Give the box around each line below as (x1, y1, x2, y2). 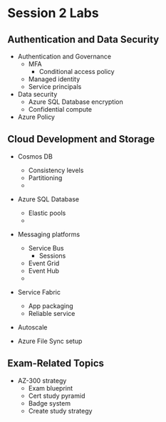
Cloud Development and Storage (7, 133, 155, 145)
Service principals (28, 83, 82, 90)
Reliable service (28, 309, 76, 317)
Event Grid (28, 258, 60, 268)
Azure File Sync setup (17, 337, 83, 345)
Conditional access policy (38, 68, 115, 75)
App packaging (28, 301, 73, 310)
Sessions (38, 251, 66, 260)
